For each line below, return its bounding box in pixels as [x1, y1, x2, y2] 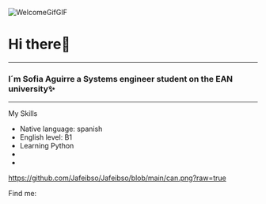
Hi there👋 [8, 36, 71, 53]
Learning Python [19, 141, 74, 151]
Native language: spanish [19, 124, 103, 134]
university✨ [8, 83, 55, 94]
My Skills [8, 109, 38, 118]
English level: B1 [19, 133, 73, 142]
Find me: [8, 189, 37, 198]
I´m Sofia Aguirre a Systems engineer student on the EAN [8, 73, 234, 84]
